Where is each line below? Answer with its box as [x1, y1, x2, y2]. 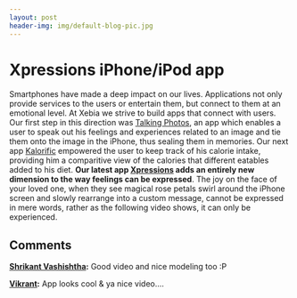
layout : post [9, 12, 58, 22]
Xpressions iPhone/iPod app [9, 60, 225, 80]
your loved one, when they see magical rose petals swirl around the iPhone [9, 183, 285, 194]
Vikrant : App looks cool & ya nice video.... [9, 278, 165, 289]
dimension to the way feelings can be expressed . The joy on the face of [9, 174, 278, 185]
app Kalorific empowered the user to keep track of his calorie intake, [9, 146, 261, 157]
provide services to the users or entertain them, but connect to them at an [9, 99, 281, 109]
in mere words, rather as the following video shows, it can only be [9, 202, 252, 213]
